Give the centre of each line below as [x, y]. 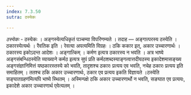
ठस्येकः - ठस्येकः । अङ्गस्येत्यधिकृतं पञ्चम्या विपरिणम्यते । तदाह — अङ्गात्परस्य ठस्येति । [92, 39]
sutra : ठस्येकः [21, 17]
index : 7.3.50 [24, 12]
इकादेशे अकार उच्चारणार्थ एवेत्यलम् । [41, 86]
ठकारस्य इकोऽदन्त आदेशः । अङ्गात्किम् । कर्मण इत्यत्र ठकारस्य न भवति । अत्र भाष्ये [85, 52]
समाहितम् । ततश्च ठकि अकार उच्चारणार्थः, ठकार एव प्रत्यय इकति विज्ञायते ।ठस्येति [83, 72]
